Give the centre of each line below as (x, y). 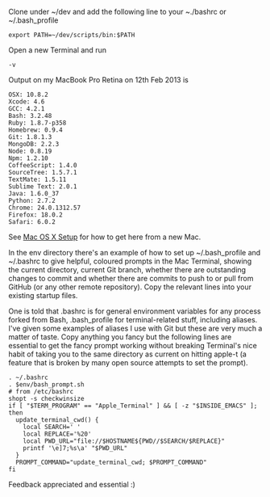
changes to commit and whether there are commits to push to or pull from (131, 278)
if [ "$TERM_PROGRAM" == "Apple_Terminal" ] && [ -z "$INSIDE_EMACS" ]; (133, 406)
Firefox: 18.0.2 (35, 215)
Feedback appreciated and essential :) (72, 484)
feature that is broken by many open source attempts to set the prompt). (128, 362)
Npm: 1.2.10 (28, 158)
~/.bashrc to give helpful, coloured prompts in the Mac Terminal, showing (130, 261)
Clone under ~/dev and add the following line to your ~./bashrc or (118, 12)
